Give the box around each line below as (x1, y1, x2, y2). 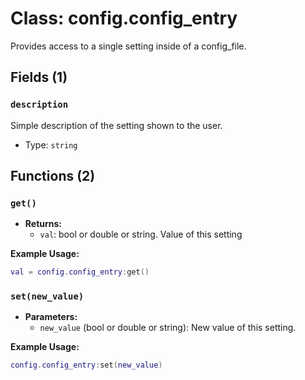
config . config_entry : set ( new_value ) (10, 360, 163, 371)
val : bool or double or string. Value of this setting (39, 228, 243, 241)
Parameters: (24, 311, 78, 323)
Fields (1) (10, 69, 68, 86)
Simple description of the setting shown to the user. (10, 119, 223, 131)
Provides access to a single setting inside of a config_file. (10, 40, 247, 52)
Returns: (24, 218, 63, 230)
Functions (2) (10, 168, 96, 185)
